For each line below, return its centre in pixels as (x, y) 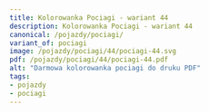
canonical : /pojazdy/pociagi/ (67, 34)
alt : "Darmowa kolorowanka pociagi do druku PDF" (105, 69)
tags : (20, 77)
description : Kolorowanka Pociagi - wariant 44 (101, 26)
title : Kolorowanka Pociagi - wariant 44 (89, 18)
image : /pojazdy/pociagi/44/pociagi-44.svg (93, 51)
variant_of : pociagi (49, 43)
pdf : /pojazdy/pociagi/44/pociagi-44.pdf (89, 60)
